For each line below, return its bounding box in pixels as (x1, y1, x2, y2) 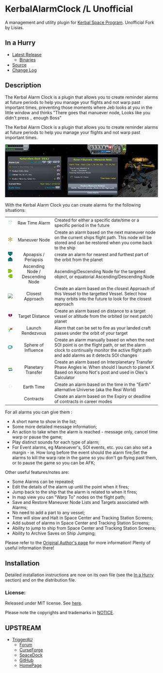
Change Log (12, 67, 37, 73)
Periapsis (24, 257, 44, 262)
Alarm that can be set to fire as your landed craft (54, 325, 151, 331)
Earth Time (23, 384, 45, 390)
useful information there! (5, 545, 54, 551)
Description (5, 81, 41, 89)
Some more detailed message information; (12, 424, 98, 430)
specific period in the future (54, 223, 110, 228)
